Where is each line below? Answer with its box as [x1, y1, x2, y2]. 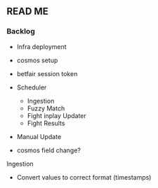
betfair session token [16, 69, 78, 78]
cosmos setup [16, 56, 58, 64]
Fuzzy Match [27, 104, 65, 113]
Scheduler [16, 83, 47, 92]
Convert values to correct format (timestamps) [16, 173, 152, 181]
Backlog [6, 27, 36, 36]
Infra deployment [16, 42, 67, 51]
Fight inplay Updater [27, 111, 87, 120]
